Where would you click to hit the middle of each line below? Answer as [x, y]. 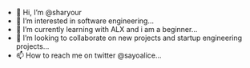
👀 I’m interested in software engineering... [85, 21]
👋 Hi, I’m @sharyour [49, 12]
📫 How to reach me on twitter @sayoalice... [89, 55]
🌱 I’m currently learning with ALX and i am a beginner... [107, 29]
